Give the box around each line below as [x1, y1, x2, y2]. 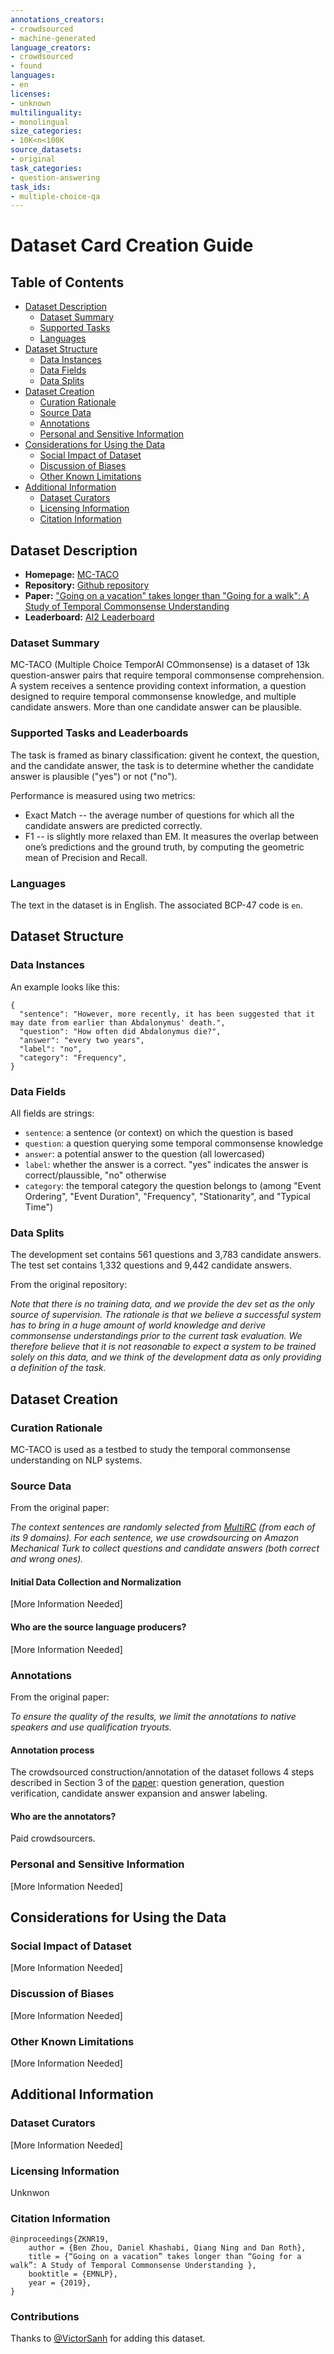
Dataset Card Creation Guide [10, 234, 254, 257]
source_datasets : [10, 145, 83, 155]
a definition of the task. [10, 1362, 107, 1374]
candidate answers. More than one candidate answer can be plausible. [10, 701, 302, 713]
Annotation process [10, 1744, 95, 1756]
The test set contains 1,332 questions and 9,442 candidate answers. [10, 1259, 293, 1271]
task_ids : [10, 182, 52, 192]
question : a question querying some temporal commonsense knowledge [24, 1137, 324, 1149]
